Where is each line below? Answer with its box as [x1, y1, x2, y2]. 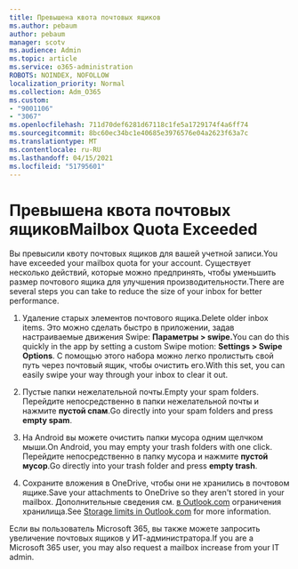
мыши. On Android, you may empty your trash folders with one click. [21, 442, 273, 453]
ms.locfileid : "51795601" [9, 162, 105, 171]
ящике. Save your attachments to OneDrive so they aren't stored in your [21, 487, 285, 498]
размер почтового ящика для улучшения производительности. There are [9, 276, 285, 287]
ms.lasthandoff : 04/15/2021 [9, 153, 114, 163]
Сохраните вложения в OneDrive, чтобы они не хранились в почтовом [21, 477, 290, 489]
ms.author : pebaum [9, 21, 77, 30]
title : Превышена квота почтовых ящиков [9, 12, 162, 22]
